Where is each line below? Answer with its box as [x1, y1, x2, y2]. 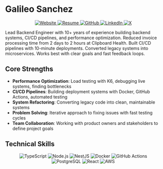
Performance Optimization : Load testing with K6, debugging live [12, 78, 145, 84]
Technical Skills [5, 140, 55, 148]
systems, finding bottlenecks [12, 83, 72, 89]
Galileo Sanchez [5, 3, 73, 15]
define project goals [12, 125, 54, 131]
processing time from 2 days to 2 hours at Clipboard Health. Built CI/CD [5, 40, 151, 46]
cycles [12, 115, 26, 121]
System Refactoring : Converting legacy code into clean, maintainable [12, 99, 155, 105]
